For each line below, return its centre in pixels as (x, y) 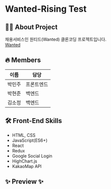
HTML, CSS (24, 135)
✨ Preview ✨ (24, 182)
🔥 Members (23, 60)
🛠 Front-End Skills (33, 121)
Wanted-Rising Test (46, 9)
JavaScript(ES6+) (30, 140)
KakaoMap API (27, 166)
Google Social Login (32, 156)
